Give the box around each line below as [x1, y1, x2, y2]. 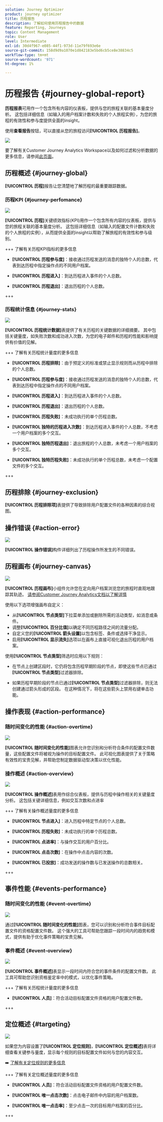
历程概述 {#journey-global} [5, 169, 88, 177]
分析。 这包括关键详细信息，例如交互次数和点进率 [5, 797, 104, 803]
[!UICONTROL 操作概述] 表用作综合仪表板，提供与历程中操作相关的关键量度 [5, 791, 155, 797]
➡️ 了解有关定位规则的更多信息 [5, 1060, 65, 1065]
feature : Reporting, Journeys [5, 25, 66, 30]
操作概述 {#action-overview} [5, 770, 74, 777]
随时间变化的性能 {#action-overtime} [5, 723, 93, 730]
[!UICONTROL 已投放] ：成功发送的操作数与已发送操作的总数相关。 [12, 859, 146, 865]
